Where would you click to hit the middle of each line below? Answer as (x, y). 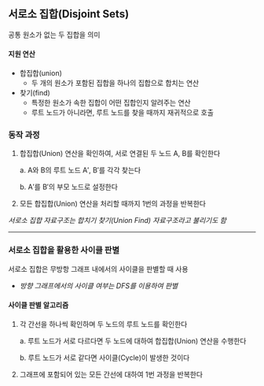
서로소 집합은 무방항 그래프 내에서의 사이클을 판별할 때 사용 (98, 269)
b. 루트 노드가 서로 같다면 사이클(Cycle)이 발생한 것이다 (104, 358)
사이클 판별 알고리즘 (38, 305)
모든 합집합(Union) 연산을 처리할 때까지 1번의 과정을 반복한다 (113, 204)
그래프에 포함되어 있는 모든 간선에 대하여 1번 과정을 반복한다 (111, 374)
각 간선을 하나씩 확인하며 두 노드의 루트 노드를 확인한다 (103, 324)
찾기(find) (35, 93)
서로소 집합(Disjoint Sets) (69, 14)
